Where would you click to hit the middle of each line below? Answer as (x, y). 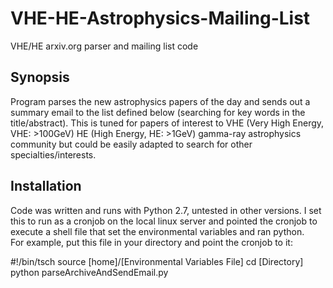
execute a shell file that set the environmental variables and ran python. (157, 231)
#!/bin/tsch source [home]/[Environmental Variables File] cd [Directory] (157, 261)
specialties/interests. (53, 154)
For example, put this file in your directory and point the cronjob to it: (151, 242)
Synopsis (40, 77)
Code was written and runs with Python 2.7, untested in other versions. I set (166, 210)
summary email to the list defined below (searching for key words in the (158, 112)
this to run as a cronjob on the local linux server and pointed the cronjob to (164, 221)
